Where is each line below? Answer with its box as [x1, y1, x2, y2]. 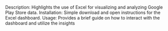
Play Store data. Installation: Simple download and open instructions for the [5, 9, 160, 15]
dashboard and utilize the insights [5, 20, 75, 26]
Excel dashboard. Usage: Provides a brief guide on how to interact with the [5, 15, 160, 20]
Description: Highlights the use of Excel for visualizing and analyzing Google [5, 4, 163, 10]
